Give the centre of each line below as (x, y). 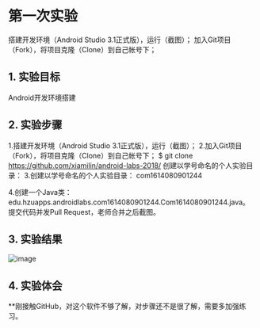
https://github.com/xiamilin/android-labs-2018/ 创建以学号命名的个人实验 (128, 165)
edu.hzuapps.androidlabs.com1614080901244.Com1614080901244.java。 (129, 202)
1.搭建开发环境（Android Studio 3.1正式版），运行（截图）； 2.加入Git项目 (125, 145)
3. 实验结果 (35, 239)
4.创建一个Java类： (40, 192)
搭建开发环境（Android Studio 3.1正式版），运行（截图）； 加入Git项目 (120, 40)
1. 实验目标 (34, 77)
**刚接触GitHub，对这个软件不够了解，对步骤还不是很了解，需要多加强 (124, 307)
